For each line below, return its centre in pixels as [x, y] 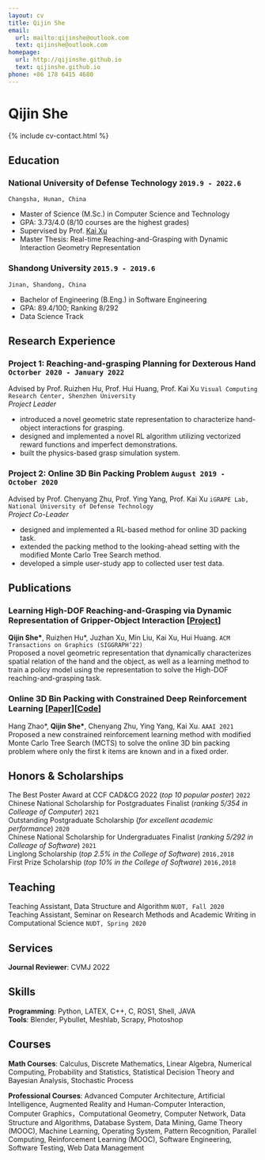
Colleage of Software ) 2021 [52, 846]
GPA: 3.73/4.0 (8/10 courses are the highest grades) [104, 222]
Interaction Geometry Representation [80, 248]
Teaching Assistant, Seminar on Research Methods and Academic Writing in [132, 915]
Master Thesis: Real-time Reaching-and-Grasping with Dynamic [124, 239]
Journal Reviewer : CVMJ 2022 [59, 967]
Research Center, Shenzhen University [72, 397]
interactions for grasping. [83, 428]
